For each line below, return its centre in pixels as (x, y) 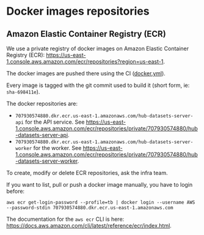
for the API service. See (55, 122)
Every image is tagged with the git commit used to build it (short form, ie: (98, 85)
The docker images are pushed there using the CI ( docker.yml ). (86, 73)
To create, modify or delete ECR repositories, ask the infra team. (87, 173)
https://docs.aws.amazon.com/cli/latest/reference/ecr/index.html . (89, 226)
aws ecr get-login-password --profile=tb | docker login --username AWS (101, 203)
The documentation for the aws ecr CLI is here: (65, 219)
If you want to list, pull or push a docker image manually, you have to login (100, 185)
